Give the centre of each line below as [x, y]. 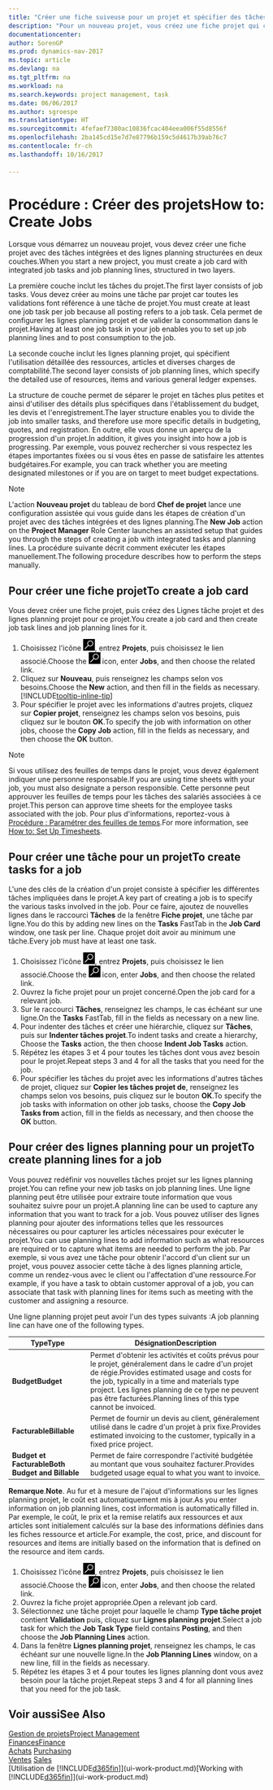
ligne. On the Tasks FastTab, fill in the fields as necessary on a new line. [140, 1018]
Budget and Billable [45, 1473]
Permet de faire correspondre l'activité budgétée [172, 1455]
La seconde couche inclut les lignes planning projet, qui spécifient [119, 353]
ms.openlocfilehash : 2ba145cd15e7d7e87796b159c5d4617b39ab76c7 [118, 138]
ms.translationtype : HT [49, 120]
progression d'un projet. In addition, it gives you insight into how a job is [128, 439]
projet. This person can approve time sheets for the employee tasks [121, 805]
